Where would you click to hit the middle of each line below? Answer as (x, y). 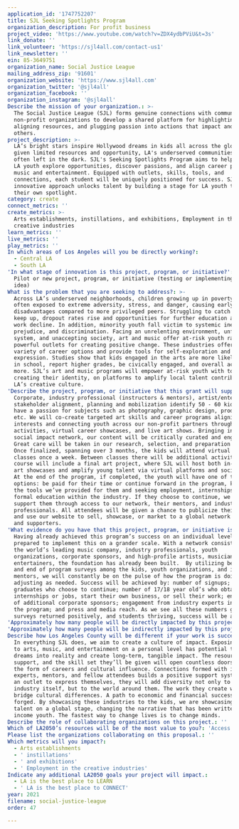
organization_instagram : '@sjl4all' (62, 100)
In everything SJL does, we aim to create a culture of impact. (111, 643)
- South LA (30, 265)
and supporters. (38, 524)
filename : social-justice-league (57, 801)
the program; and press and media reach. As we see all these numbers (121, 609)
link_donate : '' (31, 41)
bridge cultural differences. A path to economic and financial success (124, 695)
